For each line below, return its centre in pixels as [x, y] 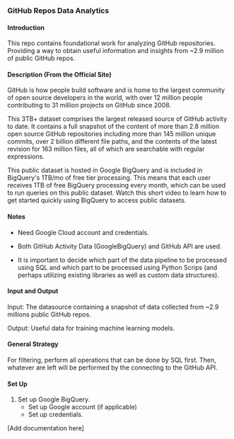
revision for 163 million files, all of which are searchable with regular [106, 149]
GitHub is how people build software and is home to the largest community [116, 90]
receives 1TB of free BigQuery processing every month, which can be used [117, 186]
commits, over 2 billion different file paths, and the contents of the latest [112, 142]
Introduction [26, 28]
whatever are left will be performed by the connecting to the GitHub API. [112, 367]
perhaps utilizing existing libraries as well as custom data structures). [118, 275]
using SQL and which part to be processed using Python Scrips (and [117, 267]
